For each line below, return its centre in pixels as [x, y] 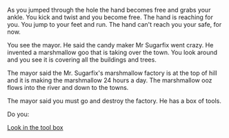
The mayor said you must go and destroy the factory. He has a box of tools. [114, 101]
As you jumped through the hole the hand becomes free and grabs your [109, 10]
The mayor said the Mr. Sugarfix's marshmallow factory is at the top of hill [112, 73]
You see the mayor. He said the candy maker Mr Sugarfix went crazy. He [110, 45]
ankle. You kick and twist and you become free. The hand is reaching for [110, 17]
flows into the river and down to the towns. [68, 88]
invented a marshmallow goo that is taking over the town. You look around [112, 52]
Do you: [18, 114]
